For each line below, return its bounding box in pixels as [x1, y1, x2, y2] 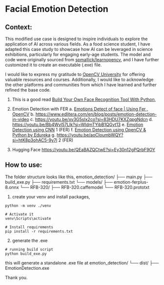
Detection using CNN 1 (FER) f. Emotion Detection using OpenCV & [12, 127, 146, 133]
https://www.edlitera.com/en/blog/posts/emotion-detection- [35, 111, 157, 117]
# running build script [5, 247, 54, 252]
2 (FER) [58, 137, 74, 143]
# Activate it [5, 212, 34, 216]
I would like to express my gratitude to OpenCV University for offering [5, 71, 145, 77]
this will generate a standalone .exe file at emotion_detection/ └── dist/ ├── [5, 260, 159, 265]
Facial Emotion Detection [5, 3, 109, 15]
